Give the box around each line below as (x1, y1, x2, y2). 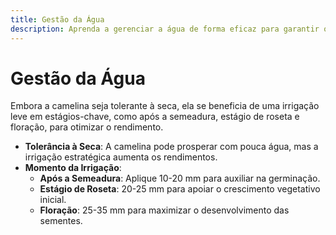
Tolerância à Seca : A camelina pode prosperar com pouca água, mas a (24, 141, 319, 153)
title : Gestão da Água (10, 14, 105, 25)
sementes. (39, 215, 83, 227)
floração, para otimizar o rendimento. (10, 121, 164, 133)
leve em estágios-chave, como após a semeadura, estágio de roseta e (10, 111, 300, 123)
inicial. (39, 194, 67, 206)
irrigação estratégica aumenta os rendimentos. (24, 151, 218, 163)
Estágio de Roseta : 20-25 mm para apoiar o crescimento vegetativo (39, 183, 321, 195)
